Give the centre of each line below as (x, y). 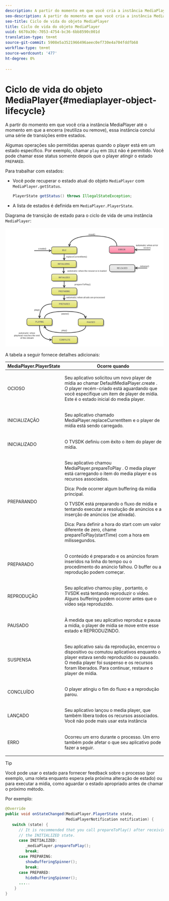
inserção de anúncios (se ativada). (100, 514)
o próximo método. (25, 789)
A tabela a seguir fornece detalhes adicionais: (53, 355)
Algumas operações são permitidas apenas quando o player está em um (80, 145)
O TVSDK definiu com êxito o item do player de (113, 442)
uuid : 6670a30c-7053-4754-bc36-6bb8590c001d (53, 32)
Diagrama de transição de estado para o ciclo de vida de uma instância (79, 216)
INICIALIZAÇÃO (23, 421)
